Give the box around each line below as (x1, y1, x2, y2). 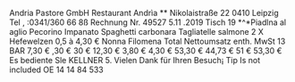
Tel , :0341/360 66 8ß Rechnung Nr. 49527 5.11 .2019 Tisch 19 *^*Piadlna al (9, 17, 287, 28)
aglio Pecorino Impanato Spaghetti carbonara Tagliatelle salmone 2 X (9, 27, 264, 37)
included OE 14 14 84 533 (9, 64, 105, 75)
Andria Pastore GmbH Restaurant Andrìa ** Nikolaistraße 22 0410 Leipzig (9, 8, 279, 18)
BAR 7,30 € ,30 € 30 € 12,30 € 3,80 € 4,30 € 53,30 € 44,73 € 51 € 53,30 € (9, 45, 282, 56)
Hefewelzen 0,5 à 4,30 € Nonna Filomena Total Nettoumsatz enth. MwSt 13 (9, 36, 286, 46)
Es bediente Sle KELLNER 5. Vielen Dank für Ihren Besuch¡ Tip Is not (9, 55, 261, 65)
